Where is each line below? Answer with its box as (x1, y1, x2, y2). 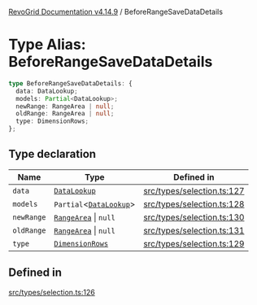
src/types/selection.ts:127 (143, 185, 245, 196)
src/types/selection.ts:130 (143, 211, 245, 223)
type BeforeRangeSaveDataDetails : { (8, 79, 133, 88)
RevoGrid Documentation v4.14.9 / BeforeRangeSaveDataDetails (8, 7, 224, 16)
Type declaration (8, 147, 96, 161)
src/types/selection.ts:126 (8, 287, 95, 297)
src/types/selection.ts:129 (143, 237, 245, 249)
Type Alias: (8, 36, 87, 54)
